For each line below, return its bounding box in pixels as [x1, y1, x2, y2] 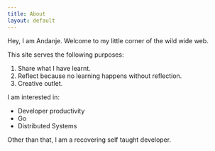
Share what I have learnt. [17, 64, 91, 72]
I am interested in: [7, 93, 60, 101]
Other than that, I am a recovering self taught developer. [7, 135, 172, 144]
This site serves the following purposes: [7, 50, 124, 59]
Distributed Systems [17, 121, 77, 130]
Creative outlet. [17, 79, 63, 87]
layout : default [7, 17, 55, 24]
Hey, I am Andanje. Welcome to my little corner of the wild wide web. [7, 36, 209, 45]
